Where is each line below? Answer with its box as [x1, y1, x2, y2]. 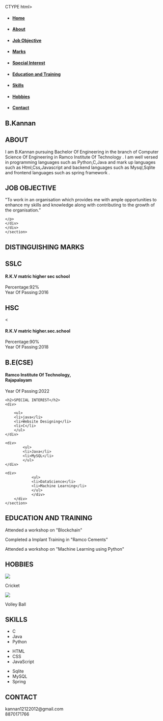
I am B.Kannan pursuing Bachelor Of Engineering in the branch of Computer [5, 149, 159, 155]
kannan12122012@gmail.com [5, 706, 64, 712]
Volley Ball [5, 601, 26, 607]
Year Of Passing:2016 [5, 290, 49, 295]
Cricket [5, 583, 20, 588]
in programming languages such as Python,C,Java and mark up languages [5, 159, 156, 165]
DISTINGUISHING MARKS [5, 243, 84, 251]
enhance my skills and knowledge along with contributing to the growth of [5, 202, 155, 208]
